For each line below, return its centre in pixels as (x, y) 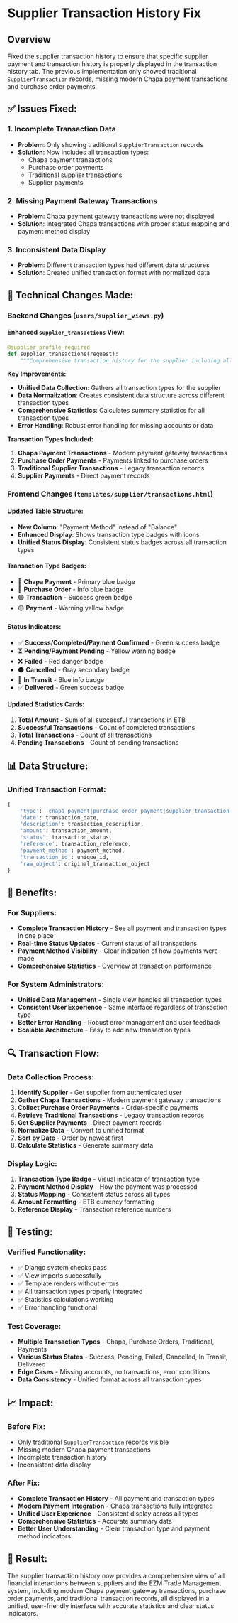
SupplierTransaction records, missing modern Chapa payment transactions (118, 79)
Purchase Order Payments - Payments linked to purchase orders (113, 460)
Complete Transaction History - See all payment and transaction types (122, 928)
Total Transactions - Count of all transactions (85, 735)
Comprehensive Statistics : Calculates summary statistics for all (111, 411)
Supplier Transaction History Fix (104, 13)
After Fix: (24, 1483)
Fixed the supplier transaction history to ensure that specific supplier (108, 56)
